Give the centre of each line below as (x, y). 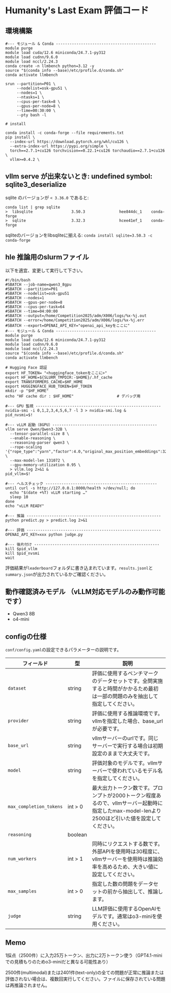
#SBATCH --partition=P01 (32, 289)
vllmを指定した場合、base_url (127, 721)
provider (18, 721)
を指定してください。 (117, 778)
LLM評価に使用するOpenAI (124, 909)
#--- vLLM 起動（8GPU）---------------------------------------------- (81, 425)
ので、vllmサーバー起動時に (130, 803)
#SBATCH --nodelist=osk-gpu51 (37, 293)
